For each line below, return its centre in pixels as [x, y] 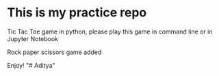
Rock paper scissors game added [54, 52]
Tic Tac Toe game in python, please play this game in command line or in [110, 31]
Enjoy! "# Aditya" [31, 65]
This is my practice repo [77, 13]
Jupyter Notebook [33, 38]
